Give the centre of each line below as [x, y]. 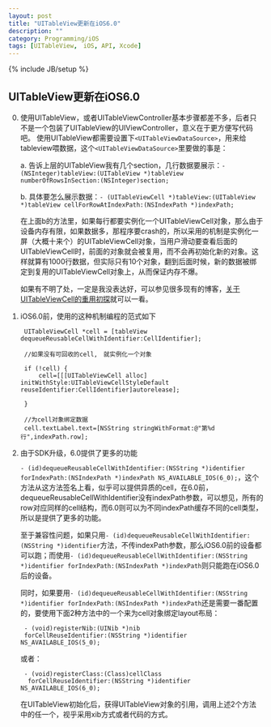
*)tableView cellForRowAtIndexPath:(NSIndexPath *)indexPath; [127, 205]
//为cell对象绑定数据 [56, 419]
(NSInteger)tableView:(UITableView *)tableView [102, 173]
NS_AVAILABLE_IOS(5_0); [60, 642]
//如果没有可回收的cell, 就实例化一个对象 [88, 354]
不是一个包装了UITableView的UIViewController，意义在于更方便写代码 [136, 127]
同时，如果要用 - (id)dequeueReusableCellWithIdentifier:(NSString [134, 592]
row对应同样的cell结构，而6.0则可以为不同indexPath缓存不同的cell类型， [141, 507]
